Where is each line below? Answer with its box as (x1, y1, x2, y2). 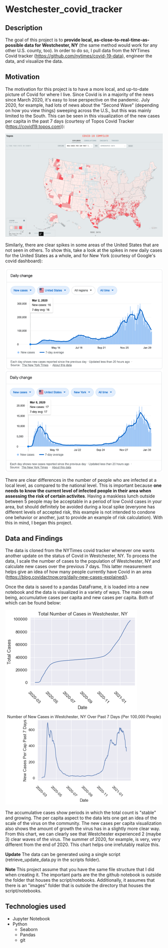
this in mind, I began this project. (5, 519, 72, 525)
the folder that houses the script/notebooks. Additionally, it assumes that (5, 877, 155, 883)
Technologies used (5, 902, 66, 911)
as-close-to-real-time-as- (93, 37, 150, 43)
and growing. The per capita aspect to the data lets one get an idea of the (5, 815, 157, 821)
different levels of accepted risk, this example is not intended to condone (5, 509, 156, 515)
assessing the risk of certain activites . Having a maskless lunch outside (5, 493, 155, 499)
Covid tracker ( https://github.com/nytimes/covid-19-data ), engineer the (5, 53, 152, 59)
